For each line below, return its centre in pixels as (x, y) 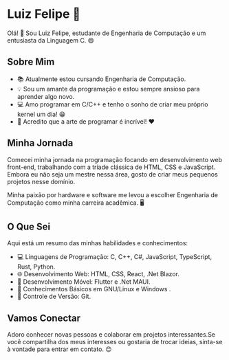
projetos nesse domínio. (41, 181)
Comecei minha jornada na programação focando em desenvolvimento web (115, 159)
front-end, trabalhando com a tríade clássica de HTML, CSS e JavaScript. (111, 167)
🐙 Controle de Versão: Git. (54, 296)
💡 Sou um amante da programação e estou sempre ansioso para (108, 89)
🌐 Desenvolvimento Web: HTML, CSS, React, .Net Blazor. (98, 274)
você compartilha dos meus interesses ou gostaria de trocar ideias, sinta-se (115, 342)
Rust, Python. (36, 267)
